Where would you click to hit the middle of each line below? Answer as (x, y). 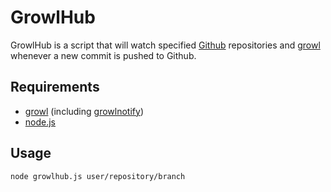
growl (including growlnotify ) (84, 111)
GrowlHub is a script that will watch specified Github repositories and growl (165, 45)
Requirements (55, 87)
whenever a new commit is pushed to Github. (103, 55)
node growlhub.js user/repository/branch (98, 176)
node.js (40, 122)
